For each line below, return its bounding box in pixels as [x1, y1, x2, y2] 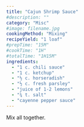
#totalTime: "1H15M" [6, 53, 58, 59]
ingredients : [6, 58, 39, 64]
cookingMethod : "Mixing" [6, 31, 68, 37]
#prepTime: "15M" [6, 42, 49, 48]
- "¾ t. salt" [11, 92, 46, 98]
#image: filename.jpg [6, 25, 60, 32]
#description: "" [6, 14, 49, 20]
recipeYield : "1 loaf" [6, 36, 63, 42]
